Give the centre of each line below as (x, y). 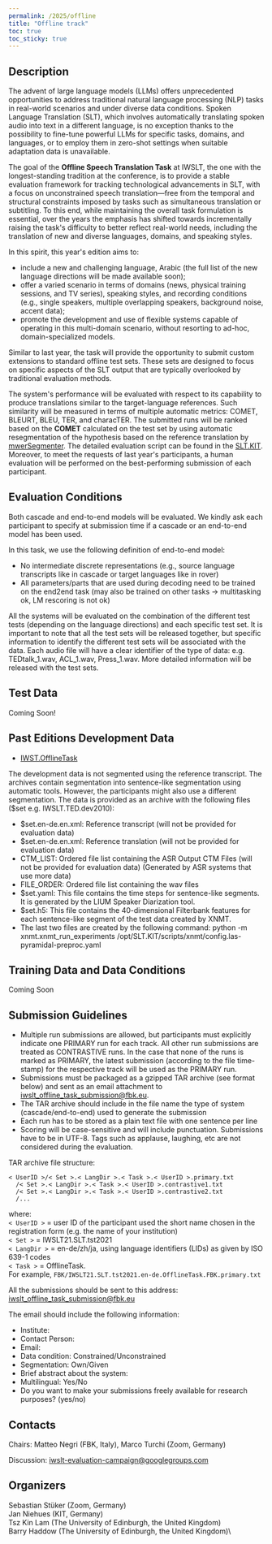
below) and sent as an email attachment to (91, 1087)
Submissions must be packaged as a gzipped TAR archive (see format (138, 1078)
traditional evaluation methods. (60, 378)
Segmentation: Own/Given (64, 1365)
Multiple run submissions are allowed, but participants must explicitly (136, 1035)
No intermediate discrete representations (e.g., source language (127, 565)
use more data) (45, 876)
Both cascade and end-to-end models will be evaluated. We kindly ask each (136, 517)
